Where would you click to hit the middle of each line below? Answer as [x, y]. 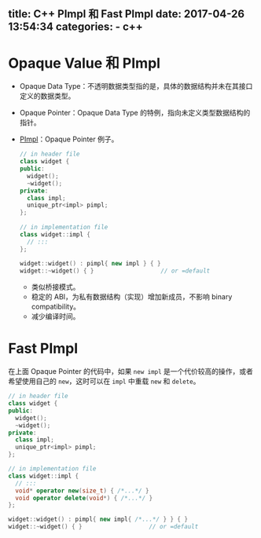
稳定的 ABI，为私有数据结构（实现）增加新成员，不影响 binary [132, 297]
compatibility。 [56, 307]
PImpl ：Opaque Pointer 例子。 [69, 139]
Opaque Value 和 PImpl [85, 63]
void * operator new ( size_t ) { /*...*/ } [82, 490]
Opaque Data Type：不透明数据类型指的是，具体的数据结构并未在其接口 [136, 86]
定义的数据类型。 [47, 96]
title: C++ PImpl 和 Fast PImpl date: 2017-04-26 [127, 14]
